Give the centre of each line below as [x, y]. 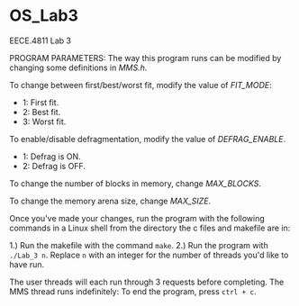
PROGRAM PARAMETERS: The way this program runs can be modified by [145, 58]
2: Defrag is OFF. [54, 166]
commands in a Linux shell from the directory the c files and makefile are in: [150, 228]
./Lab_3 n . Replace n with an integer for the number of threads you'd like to [149, 255]
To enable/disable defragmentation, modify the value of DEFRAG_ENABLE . [148, 139]
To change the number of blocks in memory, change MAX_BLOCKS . [136, 183]
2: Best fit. [41, 112]
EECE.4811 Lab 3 [41, 40]
